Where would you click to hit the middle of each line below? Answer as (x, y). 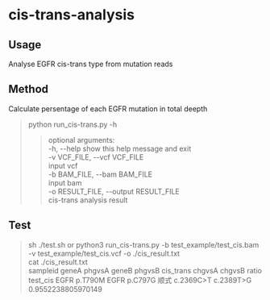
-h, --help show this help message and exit (120, 148)
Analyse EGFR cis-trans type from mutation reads (91, 64)
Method (29, 89)
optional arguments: (81, 140)
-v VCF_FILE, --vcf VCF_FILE (96, 157)
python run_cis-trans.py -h (73, 124)
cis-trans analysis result (88, 200)
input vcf (63, 165)
